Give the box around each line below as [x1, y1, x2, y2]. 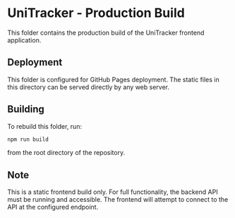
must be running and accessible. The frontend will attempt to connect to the [7, 195, 229, 204]
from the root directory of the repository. [7, 149, 126, 157]
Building [7, 103, 44, 115]
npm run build [7, 136, 49, 143]
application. [7, 35, 42, 44]
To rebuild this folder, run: [7, 122, 83, 130]
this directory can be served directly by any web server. [7, 83, 170, 91]
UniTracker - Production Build [7, 5, 185, 21]
